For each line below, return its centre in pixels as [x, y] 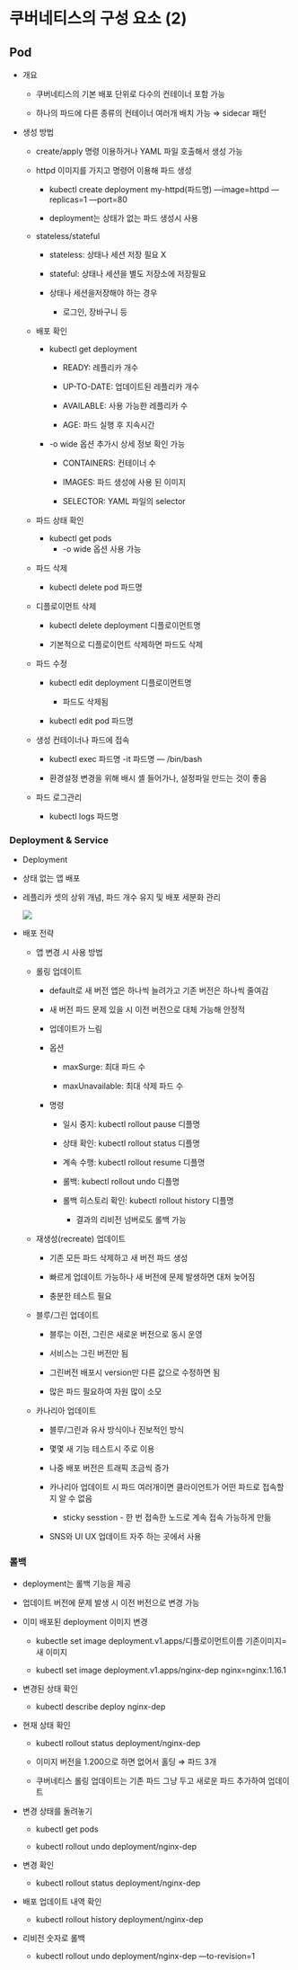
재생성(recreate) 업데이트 [80, 1239]
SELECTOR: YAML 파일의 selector [124, 501]
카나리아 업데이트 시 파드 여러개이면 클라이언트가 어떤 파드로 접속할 [167, 1487]
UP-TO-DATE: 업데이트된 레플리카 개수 [131, 386]
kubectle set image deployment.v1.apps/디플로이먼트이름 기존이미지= [161, 1640]
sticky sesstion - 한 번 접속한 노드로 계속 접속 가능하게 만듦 [167, 1517]
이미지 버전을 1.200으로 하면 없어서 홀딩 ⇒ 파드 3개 [126, 1761]
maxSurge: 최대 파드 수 [104, 1067]
